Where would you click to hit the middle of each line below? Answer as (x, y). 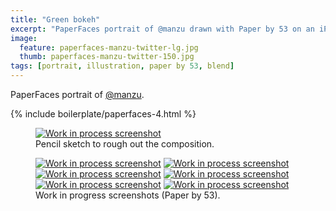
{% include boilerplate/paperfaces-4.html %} (103, 114)
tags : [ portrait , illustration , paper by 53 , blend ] (122, 66)
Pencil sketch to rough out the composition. (125, 144)
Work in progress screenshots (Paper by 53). (128, 195)
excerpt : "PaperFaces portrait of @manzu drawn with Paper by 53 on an (162, 29)
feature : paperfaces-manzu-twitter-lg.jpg (109, 47)
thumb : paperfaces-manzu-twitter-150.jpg (107, 57)
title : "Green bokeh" (55, 19)
